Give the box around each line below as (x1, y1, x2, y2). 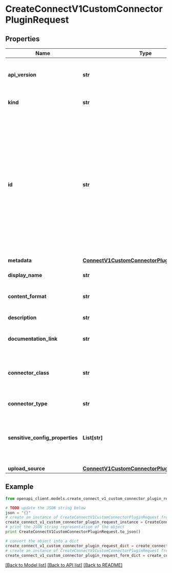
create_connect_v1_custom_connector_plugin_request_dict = (5, 543, 134, 548)
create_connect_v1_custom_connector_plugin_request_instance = (5, 520, 143, 525)
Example (5, 483, 34, 491)
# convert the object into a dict (5, 538, 79, 544)
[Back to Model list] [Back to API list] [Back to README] (5, 562, 123, 568)
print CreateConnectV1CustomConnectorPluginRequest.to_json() (5, 529, 141, 534)
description (8, 314, 37, 321)
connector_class (8, 369, 50, 376)
